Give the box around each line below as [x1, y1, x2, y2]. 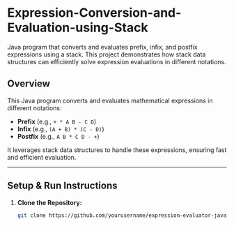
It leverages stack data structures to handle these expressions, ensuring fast [7, 145, 227, 154]
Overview [7, 78, 51, 90]
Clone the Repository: [17, 198, 82, 206]
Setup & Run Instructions [7, 180, 118, 192]
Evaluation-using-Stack [7, 20, 148, 36]
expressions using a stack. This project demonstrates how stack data [7, 50, 206, 59]
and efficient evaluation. [7, 153, 77, 161]
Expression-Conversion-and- [7, 5, 182, 21]
